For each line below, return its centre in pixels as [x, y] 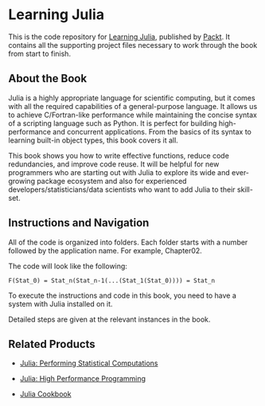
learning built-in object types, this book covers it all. [94, 140]
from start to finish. [40, 53]
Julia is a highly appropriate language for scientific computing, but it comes [132, 98]
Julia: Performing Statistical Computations [89, 363]
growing [22, 181]
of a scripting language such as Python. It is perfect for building [113, 123]
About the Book [48, 78]
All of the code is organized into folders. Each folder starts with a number [128, 242]
